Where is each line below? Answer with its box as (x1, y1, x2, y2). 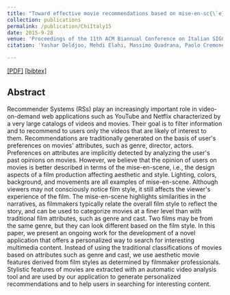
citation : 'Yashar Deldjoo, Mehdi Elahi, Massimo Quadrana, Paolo (7, 42, 201, 49)
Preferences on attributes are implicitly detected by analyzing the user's (7, 148, 210, 156)
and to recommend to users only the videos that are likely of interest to (7, 126, 207, 134)
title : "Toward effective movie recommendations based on (7, 10, 176, 17)
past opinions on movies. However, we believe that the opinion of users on (7, 156, 217, 164)
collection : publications (7, 16, 81, 23)
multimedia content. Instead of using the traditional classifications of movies (7, 243, 222, 251)
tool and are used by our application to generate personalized (7, 272, 181, 281)
